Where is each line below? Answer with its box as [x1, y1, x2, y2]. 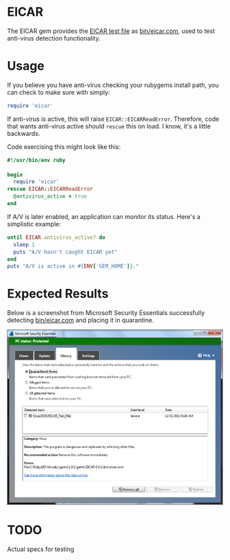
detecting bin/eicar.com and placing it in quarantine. [7, 316, 154, 325]
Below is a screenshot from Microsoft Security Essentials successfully [7, 309, 205, 317]
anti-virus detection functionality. [7, 34, 101, 42]
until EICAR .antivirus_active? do [7, 234, 106, 241]
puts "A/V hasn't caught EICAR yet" [13, 248, 118, 255]
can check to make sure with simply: [7, 88, 111, 96]
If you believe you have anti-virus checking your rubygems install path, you [7, 80, 219, 89]
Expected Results [7, 286, 109, 302]
